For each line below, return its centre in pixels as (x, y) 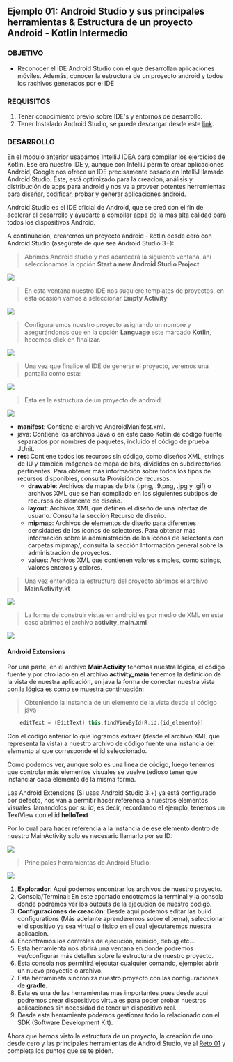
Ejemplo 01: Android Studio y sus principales (106, 12)
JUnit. (26, 449)
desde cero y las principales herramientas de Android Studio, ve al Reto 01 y (116, 1044)
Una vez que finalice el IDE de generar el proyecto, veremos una (116, 366)
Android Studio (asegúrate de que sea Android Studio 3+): (91, 243)
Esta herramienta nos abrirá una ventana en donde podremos (105, 948)
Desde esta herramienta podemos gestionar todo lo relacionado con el (119, 1015)
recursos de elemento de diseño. (75, 501)
